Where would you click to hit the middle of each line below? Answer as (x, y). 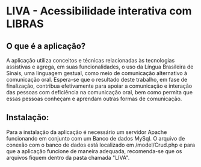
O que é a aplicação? (46, 46)
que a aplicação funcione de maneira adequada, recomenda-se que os (94, 151)
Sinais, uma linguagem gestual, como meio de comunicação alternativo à (97, 73)
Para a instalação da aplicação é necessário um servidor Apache (87, 132)
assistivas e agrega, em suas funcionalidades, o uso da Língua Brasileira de (100, 67)
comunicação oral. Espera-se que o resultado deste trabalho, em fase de (97, 80)
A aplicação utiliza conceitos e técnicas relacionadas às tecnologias (91, 60)
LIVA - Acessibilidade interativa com (99, 11)
